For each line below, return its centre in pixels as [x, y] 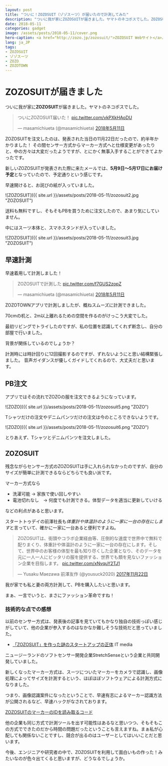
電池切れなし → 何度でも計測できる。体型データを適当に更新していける [87, 500]
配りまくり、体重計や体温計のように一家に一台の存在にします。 [83, 545]
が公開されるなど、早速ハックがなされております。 [57, 701]
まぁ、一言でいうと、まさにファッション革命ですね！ [60, 595]
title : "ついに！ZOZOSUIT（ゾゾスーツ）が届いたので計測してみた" [67, 15]
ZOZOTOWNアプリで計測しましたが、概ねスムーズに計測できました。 [77, 305]
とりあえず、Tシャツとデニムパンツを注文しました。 [59, 437]
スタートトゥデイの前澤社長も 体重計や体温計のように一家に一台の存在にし [82, 521]
